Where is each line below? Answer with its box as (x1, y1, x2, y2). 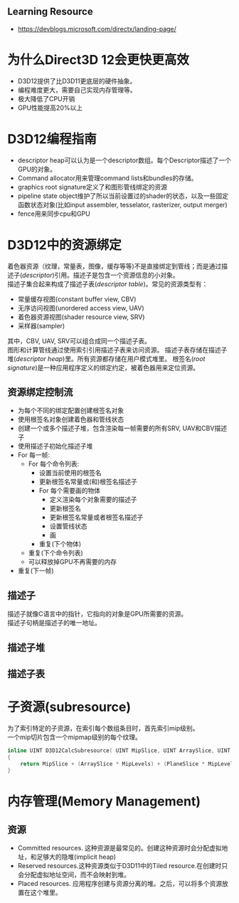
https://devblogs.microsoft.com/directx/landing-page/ (17, 24, 176, 33)
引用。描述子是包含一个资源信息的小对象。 (54, 271, 179, 279)
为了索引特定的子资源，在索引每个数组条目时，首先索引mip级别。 (7, 724, 199, 732)
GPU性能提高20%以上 (17, 103, 83, 112)
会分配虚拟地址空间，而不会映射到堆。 (17, 870, 130, 879)
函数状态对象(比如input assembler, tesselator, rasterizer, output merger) (17, 200, 228, 209)
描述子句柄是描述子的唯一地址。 (7, 619, 101, 627)
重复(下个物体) (38, 540, 82, 548)
